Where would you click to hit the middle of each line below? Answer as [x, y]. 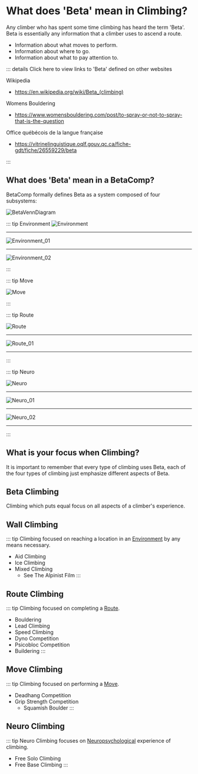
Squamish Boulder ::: [49, 708]
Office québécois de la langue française [55, 132]
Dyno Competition [37, 638]
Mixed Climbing [34, 569]
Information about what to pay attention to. [67, 57]
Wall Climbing [32, 524]
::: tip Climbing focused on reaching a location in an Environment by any [93, 539]
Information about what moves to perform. [66, 45]
